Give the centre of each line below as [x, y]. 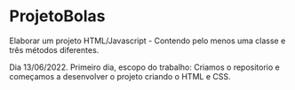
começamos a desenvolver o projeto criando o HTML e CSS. [120, 76]
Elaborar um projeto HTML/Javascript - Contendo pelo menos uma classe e [147, 41]
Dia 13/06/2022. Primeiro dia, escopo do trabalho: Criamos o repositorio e [144, 67]
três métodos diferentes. [54, 49]
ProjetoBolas [57, 16]
